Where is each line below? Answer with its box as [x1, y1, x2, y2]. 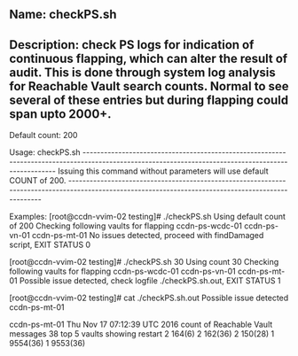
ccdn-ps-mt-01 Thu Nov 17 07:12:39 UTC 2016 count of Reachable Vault [9, 319, 273, 330]
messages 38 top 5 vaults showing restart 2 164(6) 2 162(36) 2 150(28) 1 [9, 329, 275, 339]
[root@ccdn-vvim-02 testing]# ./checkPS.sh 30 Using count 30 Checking [9, 257, 279, 267]
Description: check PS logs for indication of [9, 37, 255, 52]
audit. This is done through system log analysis [9, 65, 277, 80]
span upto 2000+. [9, 106, 113, 121]
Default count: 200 [9, 130, 78, 141]
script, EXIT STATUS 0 [9, 239, 91, 251]
